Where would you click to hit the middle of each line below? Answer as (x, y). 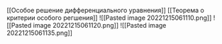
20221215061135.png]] (39, 33)
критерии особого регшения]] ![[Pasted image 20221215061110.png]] (109, 18)
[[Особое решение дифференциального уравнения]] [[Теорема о (106, 10)
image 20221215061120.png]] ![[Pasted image (100, 25)
